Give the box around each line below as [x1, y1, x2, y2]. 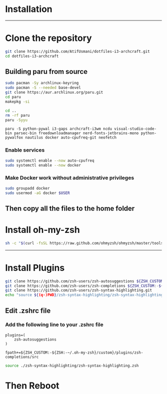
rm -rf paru [5, 113, 30, 118]
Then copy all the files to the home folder [5, 204, 135, 212]
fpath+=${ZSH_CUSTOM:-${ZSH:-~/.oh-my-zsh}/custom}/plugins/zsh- [5, 350, 143, 355]
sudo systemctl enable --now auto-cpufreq [5, 158, 94, 163]
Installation [5, 3, 53, 15]
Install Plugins [5, 262, 65, 273]
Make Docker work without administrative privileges [5, 175, 134, 182]
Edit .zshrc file [5, 306, 51, 315]
